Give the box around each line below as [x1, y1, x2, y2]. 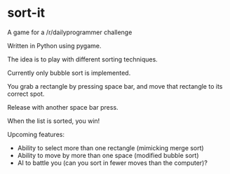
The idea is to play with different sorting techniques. [7, 55, 158, 64]
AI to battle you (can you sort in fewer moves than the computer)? [17, 159, 208, 167]
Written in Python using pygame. [7, 41, 102, 50]
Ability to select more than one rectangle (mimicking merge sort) [17, 143, 205, 152]
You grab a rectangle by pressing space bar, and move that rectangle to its [7, 82, 223, 90]
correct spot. [7, 89, 45, 98]
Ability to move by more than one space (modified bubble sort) [17, 151, 199, 159]
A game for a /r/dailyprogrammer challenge [7, 28, 133, 36]
